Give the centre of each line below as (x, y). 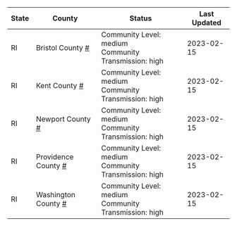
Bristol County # (62, 48)
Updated (207, 23)
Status (141, 18)
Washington (56, 195)
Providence (55, 157)
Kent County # (60, 86)
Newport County (63, 119)
